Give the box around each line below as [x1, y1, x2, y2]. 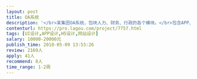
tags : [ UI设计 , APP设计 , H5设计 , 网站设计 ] [6, 31, 99, 37]
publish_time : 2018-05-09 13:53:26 [6, 42, 94, 48]
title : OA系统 [6, 14, 40, 20]
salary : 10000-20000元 [6, 36, 61, 42]
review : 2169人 [6, 48, 43, 53]
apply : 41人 [6, 53, 35, 59]
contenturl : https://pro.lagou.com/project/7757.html [6, 25, 142, 31]
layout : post [6, 8, 39, 15]
